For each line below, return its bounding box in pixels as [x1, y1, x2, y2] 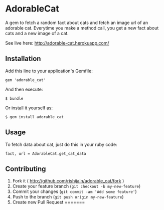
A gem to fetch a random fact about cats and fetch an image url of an [5, 20, 148, 26]
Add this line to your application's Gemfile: [5, 68, 93, 74]
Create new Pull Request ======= [12, 199, 85, 205]
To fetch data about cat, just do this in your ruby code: [5, 141, 117, 147]
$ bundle [5, 96, 24, 101]
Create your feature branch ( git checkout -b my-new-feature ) [12, 183, 141, 189]
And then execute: [5, 86, 43, 92]
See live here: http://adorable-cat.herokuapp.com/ [5, 40, 109, 46]
